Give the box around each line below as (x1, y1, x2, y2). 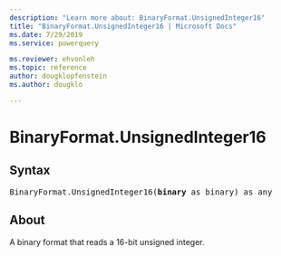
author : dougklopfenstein (9, 71, 107, 81)
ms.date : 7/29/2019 (9, 30, 83, 39)
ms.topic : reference (9, 63, 88, 72)
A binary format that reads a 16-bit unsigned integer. (9, 236, 206, 247)
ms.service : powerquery (9, 38, 100, 48)
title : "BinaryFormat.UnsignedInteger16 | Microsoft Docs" (9, 22, 237, 31)
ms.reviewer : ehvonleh (9, 55, 95, 64)
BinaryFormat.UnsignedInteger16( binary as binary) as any (9, 186, 273, 197)
